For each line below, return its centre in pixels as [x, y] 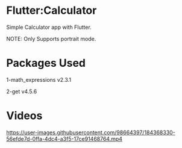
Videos [24, 116]
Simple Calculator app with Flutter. [49, 27]
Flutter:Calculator [52, 11]
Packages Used [46, 63]
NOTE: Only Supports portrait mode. [51, 39]
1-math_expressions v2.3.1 [39, 79]
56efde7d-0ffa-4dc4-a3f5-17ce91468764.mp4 [64, 138]
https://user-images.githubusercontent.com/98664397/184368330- [91, 132]
